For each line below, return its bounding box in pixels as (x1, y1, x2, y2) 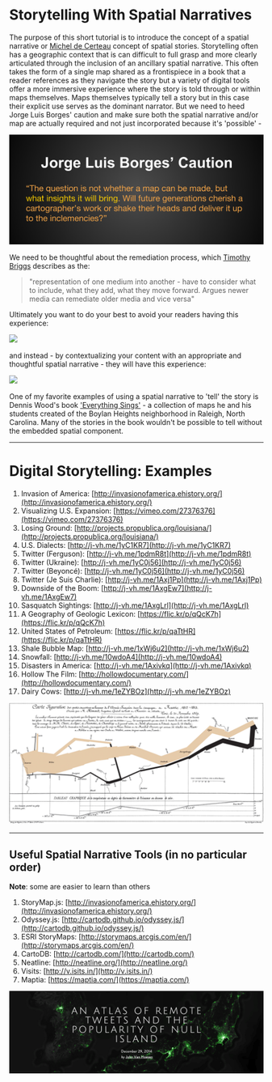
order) (9, 860, 42, 874)
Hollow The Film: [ (20, 669, 82, 679)
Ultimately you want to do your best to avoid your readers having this (9, 309, 239, 319)
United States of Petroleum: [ (20, 626, 118, 636)
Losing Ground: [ (20, 523, 77, 533)
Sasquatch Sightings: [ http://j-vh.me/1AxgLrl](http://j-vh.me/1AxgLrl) (20, 600, 249, 610)
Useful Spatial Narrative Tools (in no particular (9, 847, 247, 861)
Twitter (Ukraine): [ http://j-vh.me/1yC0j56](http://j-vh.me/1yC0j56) (20, 557, 242, 567)
